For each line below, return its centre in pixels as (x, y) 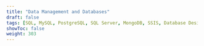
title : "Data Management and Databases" (58, 12)
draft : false (23, 17)
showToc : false (25, 28)
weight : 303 (21, 34)
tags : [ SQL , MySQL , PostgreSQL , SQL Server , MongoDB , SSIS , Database (96, 23)
